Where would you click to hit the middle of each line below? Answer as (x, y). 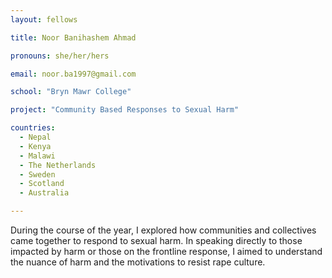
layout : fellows (44, 19)
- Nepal (35, 137)
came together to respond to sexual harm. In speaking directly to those (156, 240)
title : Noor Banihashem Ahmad (73, 37)
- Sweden (37, 174)
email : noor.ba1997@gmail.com (73, 74)
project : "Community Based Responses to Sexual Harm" (125, 110)
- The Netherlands (58, 165)
